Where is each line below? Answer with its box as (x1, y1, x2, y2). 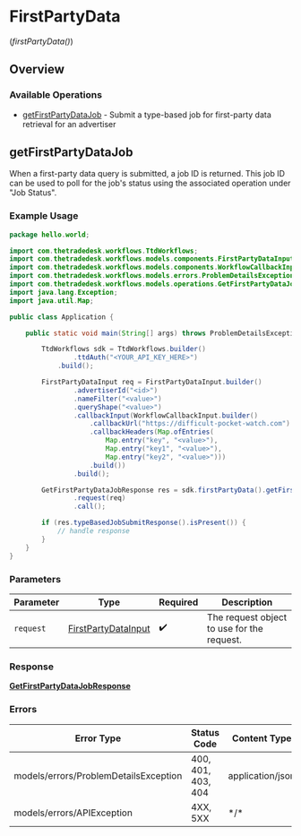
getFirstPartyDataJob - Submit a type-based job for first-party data (21, 109, 271, 120)
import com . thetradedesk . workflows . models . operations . (9, 280, 219, 289)
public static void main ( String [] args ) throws (25, 329, 206, 338)
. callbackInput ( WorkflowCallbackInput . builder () (73, 410, 258, 420)
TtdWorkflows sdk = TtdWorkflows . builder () (41, 345, 206, 354)
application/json (228, 769, 296, 781)
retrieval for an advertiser (21, 118, 116, 129)
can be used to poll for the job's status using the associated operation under (9, 177, 291, 189)
